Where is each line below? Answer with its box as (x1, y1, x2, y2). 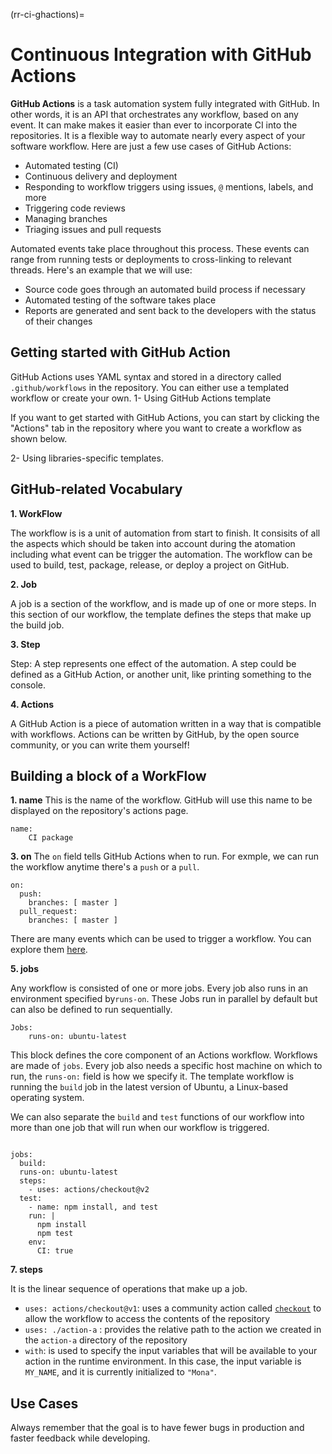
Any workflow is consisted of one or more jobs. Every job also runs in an (10, 982, 309, 994)
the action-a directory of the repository (24, 1334, 188, 1346)
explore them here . (10, 944, 88, 956)
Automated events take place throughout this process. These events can (10, 242, 310, 254)
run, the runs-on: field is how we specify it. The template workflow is (10, 1070, 295, 1083)
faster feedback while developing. (10, 1432, 151, 1444)
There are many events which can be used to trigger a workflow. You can (10, 933, 312, 945)
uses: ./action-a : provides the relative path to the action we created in (24, 1324, 322, 1336)
